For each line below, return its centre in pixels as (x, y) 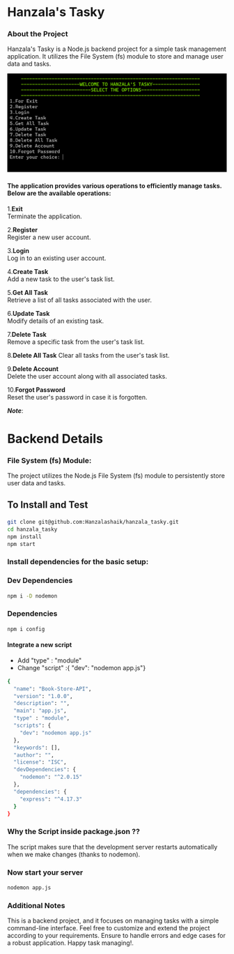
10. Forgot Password (37, 389)
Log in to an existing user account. (57, 258)
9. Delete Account (33, 369)
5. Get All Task (28, 292)
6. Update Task (29, 313)
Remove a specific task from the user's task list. (76, 342)
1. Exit (15, 209)
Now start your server (45, 872)
